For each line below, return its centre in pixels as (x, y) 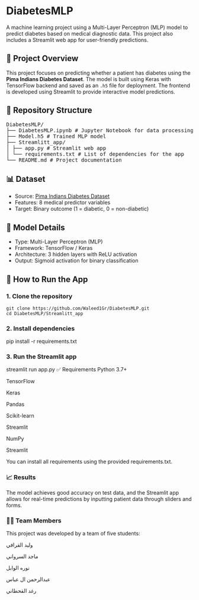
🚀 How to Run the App (47, 279)
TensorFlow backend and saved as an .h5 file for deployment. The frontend (98, 85)
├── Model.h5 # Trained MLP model (56, 136)
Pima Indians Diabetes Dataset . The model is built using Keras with (89, 79)
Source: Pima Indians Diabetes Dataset (62, 196)
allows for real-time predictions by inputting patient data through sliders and (99, 499)
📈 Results (21, 477)
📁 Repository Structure (49, 110)
